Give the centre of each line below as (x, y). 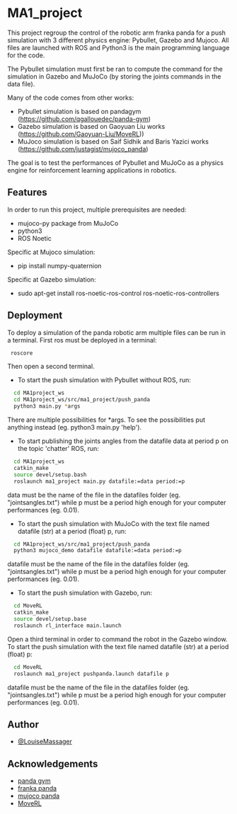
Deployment (35, 315)
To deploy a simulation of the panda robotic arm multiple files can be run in (117, 332)
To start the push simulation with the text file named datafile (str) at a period (118, 646)
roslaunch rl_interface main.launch (68, 625)
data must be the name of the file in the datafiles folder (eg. (94, 495)
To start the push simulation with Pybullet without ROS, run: (104, 380)
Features (27, 193)
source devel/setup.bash (50, 475)
